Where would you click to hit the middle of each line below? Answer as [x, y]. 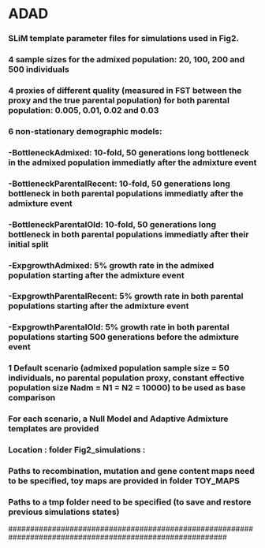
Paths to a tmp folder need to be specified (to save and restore [130, 502]
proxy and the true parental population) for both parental [119, 100]
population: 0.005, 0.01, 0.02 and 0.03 [84, 110]
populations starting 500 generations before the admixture [123, 337]
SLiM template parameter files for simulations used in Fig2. [123, 39]
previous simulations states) [64, 512]
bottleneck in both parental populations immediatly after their [129, 234]
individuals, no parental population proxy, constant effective [126, 378]
